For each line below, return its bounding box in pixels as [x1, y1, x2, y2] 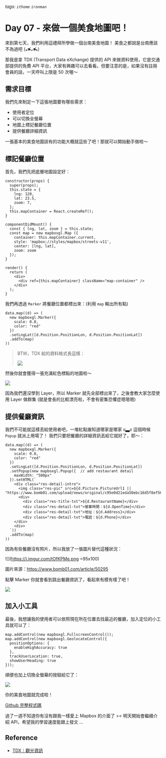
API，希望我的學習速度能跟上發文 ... [10, 719, 83, 725]
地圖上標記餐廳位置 [12, 122, 52, 128]
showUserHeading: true [9, 658, 56, 663]
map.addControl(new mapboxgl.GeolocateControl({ [5, 636, 107, 641]
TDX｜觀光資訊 [12, 747, 43, 754]
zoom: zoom [14, 248, 37, 253]
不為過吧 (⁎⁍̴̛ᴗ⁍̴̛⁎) [5, 46, 40, 52]
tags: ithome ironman [5, 3, 47, 9]
